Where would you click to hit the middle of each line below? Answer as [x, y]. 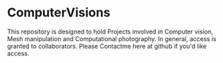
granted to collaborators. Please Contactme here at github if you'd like [107, 46]
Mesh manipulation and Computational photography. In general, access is [112, 38]
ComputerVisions [59, 13]
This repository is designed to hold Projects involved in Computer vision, [110, 32]
